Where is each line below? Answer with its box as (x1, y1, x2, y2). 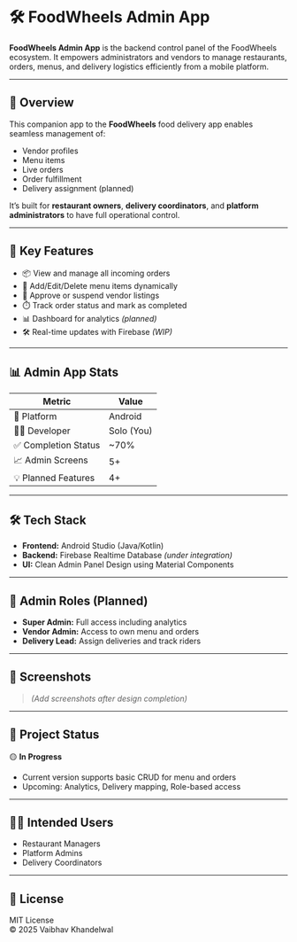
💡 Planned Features (13, 471, 95, 484)
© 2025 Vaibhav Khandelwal (9, 924, 114, 935)
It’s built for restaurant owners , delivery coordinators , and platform (9, 200, 259, 211)
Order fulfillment (21, 174, 82, 184)
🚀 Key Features (9, 244, 95, 259)
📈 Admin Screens (13, 454, 88, 466)
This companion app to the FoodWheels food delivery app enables (9, 119, 254, 129)
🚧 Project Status (9, 728, 100, 743)
